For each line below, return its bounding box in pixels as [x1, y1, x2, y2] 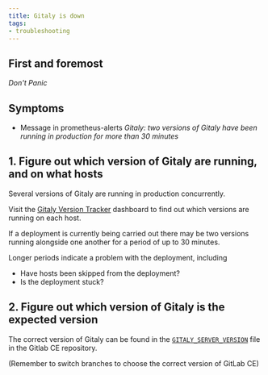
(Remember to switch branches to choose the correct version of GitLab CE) [8, 358, 260, 368]
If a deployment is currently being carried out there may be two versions [8, 228, 249, 238]
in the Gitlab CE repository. [8, 343, 98, 352]
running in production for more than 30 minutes [19, 131, 179, 141]
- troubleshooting [8, 27, 70, 35]
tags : [8, 19, 27, 27]
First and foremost [8, 56, 103, 70]
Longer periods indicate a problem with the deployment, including [8, 252, 228, 262]
